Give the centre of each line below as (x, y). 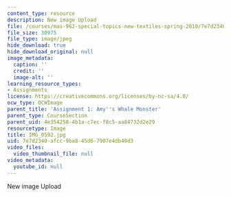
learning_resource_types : (44, 84)
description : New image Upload (52, 20)
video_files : (26, 148)
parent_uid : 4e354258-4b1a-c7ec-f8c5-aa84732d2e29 (81, 122)
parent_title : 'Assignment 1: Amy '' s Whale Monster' (84, 109)
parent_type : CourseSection (47, 115)
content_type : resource (41, 13)
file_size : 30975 (32, 33)
